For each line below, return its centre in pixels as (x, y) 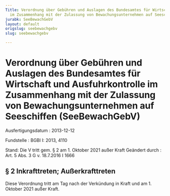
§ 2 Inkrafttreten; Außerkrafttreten (60, 171)
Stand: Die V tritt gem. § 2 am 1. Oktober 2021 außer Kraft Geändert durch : (83, 150)
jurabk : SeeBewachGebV (29, 19)
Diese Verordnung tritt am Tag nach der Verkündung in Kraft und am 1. (78, 183)
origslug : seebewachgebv (31, 29)
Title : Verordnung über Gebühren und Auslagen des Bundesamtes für (78, 10)
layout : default (22, 24)
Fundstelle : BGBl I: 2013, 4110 (36, 140)
